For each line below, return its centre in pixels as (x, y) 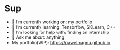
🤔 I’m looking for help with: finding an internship (60, 32)
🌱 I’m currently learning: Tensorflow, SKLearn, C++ (63, 27)
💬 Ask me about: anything (38, 37)
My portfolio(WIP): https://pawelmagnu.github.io (61, 42)
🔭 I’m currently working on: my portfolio (52, 22)
